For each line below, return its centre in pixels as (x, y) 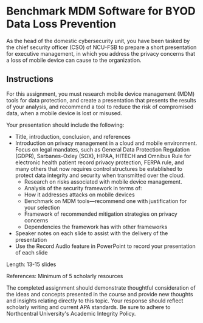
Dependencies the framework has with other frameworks (96, 227)
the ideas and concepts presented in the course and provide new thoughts (100, 294)
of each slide (31, 252)
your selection (42, 207)
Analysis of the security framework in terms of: (83, 188)
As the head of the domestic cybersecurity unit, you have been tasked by (98, 41)
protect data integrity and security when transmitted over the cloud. (100, 175)
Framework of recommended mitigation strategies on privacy (101, 214)
